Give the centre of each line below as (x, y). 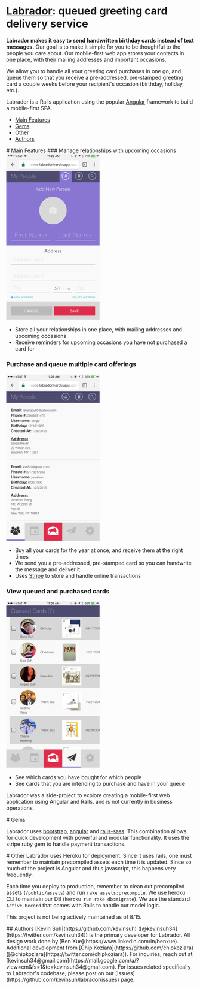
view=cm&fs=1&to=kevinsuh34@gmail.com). (61, 967)
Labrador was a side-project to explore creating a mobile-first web (88, 795)
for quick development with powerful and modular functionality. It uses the (98, 837)
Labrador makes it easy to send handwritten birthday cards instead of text (100, 40)
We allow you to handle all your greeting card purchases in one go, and (94, 71)
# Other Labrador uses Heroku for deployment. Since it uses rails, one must (99, 855)
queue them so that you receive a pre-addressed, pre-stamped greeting (95, 77)
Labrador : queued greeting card (87, 11)
